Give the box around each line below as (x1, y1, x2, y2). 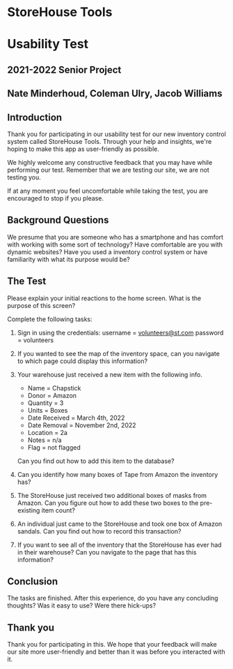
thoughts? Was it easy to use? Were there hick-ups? (7, 601, 156, 610)
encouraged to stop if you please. (7, 193, 104, 203)
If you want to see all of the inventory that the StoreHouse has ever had (17, 541, 222, 549)
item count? (41, 506, 75, 514)
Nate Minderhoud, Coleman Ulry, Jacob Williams (7, 88, 223, 100)
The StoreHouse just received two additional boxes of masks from (17, 491, 207, 499)
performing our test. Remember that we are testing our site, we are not (7, 166, 210, 174)
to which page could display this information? (17, 357, 148, 365)
